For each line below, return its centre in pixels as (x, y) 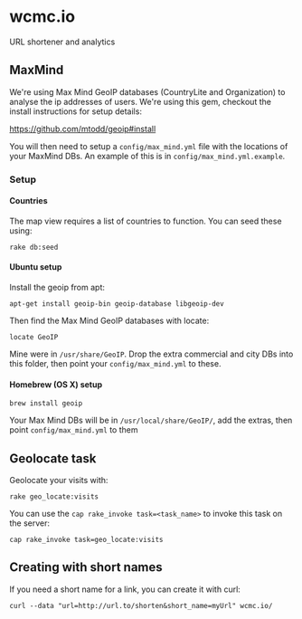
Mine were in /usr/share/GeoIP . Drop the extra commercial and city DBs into (151, 354)
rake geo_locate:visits (54, 497)
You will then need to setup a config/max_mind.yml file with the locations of (149, 146)
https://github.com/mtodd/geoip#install (83, 129)
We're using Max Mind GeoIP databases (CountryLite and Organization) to (147, 91)
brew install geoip (46, 404)
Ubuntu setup (36, 267)
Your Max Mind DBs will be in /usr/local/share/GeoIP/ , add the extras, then (151, 420)
